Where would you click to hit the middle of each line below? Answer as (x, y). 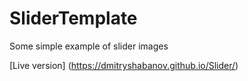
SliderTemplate (73, 18)
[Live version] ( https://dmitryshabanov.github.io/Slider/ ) (124, 65)
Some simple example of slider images (89, 46)
